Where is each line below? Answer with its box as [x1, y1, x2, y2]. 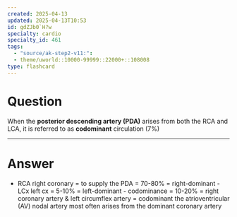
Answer [7, 156, 54, 172]
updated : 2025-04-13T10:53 [7, 17, 87, 24]
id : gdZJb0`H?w [7, 23, 52, 30]
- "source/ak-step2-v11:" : [13, 50, 93, 57]
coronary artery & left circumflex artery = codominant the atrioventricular [17, 194, 230, 202]
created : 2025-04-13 [7, 10, 68, 18]
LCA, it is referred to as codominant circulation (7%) [7, 124, 160, 133]
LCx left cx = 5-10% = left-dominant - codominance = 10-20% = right [17, 187, 219, 195]
